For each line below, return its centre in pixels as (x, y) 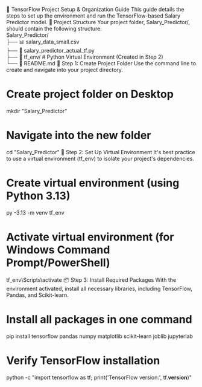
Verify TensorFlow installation (83, 360)
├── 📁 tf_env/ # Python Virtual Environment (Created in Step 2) (85, 57)
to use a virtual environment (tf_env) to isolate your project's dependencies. (100, 158)
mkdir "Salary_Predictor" (37, 111)
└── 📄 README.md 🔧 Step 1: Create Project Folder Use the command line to (101, 63)
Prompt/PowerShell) (58, 262)
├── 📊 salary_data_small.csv (43, 42)
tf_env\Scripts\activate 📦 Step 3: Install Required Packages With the (91, 280)
